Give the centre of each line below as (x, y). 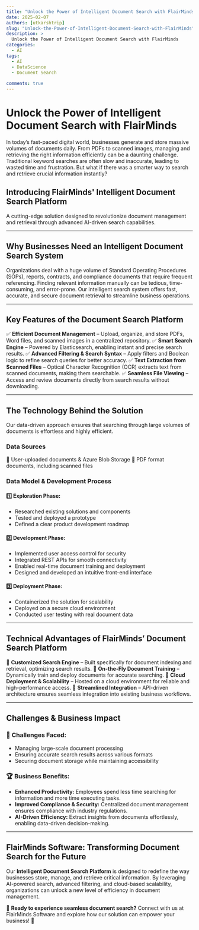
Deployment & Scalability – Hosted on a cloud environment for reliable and (98, 681)
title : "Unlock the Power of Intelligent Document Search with (86, 12)
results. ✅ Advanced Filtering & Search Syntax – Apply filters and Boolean (98, 354)
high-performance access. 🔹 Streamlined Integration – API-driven (87, 687)
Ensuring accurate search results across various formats (84, 754)
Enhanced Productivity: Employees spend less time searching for (95, 791)
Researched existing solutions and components (73, 511)
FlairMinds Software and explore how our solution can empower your (90, 914)
